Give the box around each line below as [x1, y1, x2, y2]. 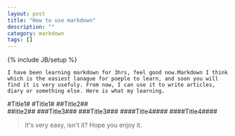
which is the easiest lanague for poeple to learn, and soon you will [7, 75, 219, 83]
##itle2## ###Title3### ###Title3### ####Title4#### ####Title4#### [7, 107, 218, 116]
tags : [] [7, 36, 33, 43]
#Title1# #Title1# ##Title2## [7, 100, 89, 109]
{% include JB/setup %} [7, 55, 77, 64]
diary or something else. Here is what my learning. [7, 88, 165, 95]
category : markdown [7, 29, 65, 37]
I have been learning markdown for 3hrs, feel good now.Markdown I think [7, 69, 229, 76]
